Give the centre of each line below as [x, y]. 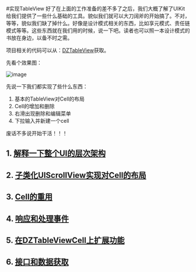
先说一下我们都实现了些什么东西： [47, 86]
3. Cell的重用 [29, 197]
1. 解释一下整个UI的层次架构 [56, 154]
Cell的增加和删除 [34, 106]
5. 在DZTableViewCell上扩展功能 [65, 240]
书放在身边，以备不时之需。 [39, 38]
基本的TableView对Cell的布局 [49, 99]
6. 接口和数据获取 [37, 262]
